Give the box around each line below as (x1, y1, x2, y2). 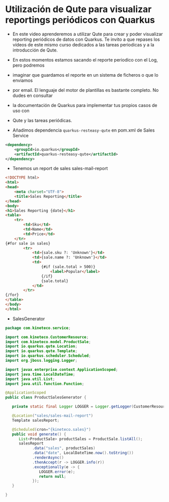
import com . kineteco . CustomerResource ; (5, 334, 89, 340)
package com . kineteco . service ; (5, 325, 71, 330)
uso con (12, 107, 30, 114)
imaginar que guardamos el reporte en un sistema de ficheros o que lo (12, 72, 158, 78)
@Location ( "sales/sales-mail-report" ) (12, 413, 94, 418)
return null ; (39, 474, 66, 479)
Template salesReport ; (12, 418, 59, 423)
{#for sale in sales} (5, 241, 51, 246)
